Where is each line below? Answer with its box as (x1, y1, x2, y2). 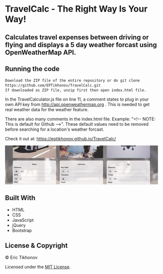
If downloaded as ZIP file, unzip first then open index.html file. (5, 88, 147, 93)
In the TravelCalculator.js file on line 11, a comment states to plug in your (5, 96, 149, 103)
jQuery (12, 222, 26, 228)
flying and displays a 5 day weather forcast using (5, 40, 157, 49)
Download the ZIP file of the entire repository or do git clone (5, 78, 140, 83)
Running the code (5, 65, 60, 73)
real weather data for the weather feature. (5, 107, 89, 113)
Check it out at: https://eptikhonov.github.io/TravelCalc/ (5, 136, 116, 142)
